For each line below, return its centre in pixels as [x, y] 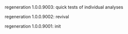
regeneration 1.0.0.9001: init [33, 26]
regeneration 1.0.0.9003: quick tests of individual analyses [64, 7]
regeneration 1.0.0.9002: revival [37, 17]
